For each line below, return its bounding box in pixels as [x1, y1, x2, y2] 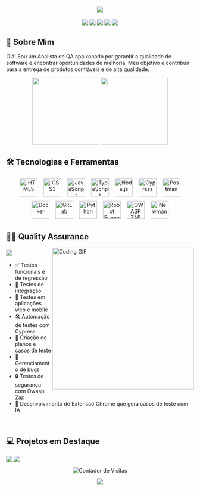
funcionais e [14, 268, 46, 276]
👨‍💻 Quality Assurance [6, 231, 89, 242]
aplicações [14, 300, 42, 307]
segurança [14, 381, 42, 388]
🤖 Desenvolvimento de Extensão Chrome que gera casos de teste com [14, 400, 189, 407]
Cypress [14, 328, 36, 335]
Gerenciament [14, 360, 50, 367]
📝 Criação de [14, 334, 47, 341]
